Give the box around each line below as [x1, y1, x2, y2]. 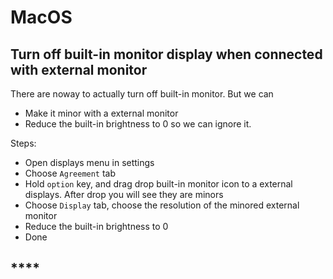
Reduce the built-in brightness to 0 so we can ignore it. [24, 118, 252, 130]
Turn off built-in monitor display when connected [10, 46, 323, 63]
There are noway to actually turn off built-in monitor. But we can [10, 88, 274, 100]
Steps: [10, 137, 37, 149]
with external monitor [10, 61, 148, 78]
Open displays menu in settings [24, 157, 155, 168]
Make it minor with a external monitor [24, 107, 179, 119]
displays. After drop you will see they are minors [24, 189, 224, 200]
